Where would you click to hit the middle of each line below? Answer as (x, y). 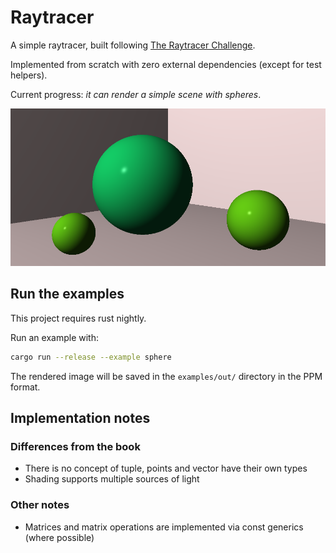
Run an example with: (54, 337)
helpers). (29, 75)
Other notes (40, 505)
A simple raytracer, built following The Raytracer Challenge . (133, 45)
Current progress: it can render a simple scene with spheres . (136, 94)
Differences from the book (75, 446)
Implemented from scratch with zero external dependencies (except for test (166, 64)
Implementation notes (80, 418)
